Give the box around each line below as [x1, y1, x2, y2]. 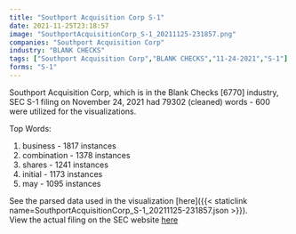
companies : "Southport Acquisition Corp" [9, 37, 165, 47]
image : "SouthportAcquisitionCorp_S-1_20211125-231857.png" [9, 29, 237, 38]
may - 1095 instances [21, 178, 101, 189]
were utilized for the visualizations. [9, 106, 137, 117]
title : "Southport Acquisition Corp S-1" [9, 12, 165, 22]
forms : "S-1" [9, 63, 58, 72]
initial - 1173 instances [21, 168, 103, 179]
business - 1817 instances [21, 140, 117, 151]
